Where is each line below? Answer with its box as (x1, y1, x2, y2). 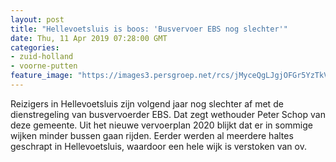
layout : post (10, 14, 65, 25)
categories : (10, 42, 60, 53)
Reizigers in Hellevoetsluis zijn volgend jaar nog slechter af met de (10, 97, 284, 110)
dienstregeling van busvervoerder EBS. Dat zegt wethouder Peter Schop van (10, 108, 326, 120)
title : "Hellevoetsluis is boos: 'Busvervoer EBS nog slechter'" (10, 24, 288, 34)
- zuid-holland (10, 52, 74, 62)
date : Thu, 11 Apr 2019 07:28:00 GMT (10, 33, 168, 43)
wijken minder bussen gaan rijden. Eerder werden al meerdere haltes (10, 129, 294, 141)
